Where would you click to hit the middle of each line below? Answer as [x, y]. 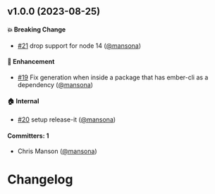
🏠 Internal [23, 101]
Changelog [40, 180]
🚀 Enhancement [31, 62]
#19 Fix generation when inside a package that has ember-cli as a [113, 77]
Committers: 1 [28, 136]
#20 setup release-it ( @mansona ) [67, 119]
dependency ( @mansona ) [55, 84]
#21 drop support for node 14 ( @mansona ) [79, 46]
